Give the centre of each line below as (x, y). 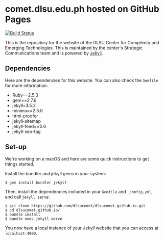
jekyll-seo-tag (26, 132)
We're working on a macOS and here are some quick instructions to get (77, 159)
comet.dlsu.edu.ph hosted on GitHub (82, 9)
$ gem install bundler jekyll (36, 183)
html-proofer (25, 116)
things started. (20, 164)
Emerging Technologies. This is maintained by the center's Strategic (74, 48)
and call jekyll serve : (27, 197)
